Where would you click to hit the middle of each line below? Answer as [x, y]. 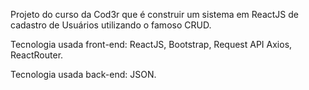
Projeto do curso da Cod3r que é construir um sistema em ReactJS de [154, 14]
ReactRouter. [37, 55]
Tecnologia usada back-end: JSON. [83, 74]
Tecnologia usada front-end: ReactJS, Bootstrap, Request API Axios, [151, 44]
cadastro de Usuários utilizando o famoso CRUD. [111, 25]
